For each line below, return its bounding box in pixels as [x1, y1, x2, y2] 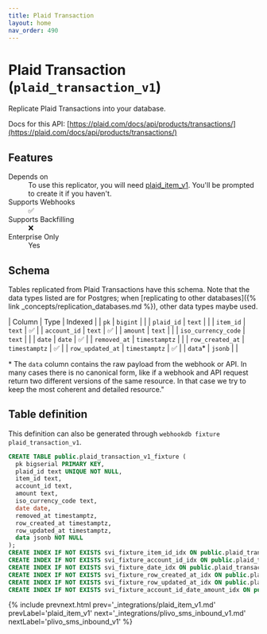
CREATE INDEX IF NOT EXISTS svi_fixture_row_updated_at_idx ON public [8, 578, 247, 586]
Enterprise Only [8, 232, 60, 242]
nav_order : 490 [8, 26, 59, 34]
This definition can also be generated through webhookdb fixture [8, 429, 220, 438]
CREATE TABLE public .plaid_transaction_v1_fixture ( [8, 453, 187, 461]
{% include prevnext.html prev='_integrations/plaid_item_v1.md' [8, 600, 216, 609]
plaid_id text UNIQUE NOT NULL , [15, 467, 123, 476]
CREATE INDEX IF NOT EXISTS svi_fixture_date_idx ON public [8, 563, 212, 571]
